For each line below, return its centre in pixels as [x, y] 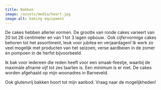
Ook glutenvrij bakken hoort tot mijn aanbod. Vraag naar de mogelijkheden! [80, 82]
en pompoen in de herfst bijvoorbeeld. [44, 53]
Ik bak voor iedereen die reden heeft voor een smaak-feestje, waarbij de [78, 63]
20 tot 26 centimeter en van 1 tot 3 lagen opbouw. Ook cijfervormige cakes [81, 37]
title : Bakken [20, 9]
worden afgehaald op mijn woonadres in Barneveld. [57, 73]
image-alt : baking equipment [35, 18]
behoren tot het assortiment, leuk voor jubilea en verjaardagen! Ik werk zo [79, 43]
